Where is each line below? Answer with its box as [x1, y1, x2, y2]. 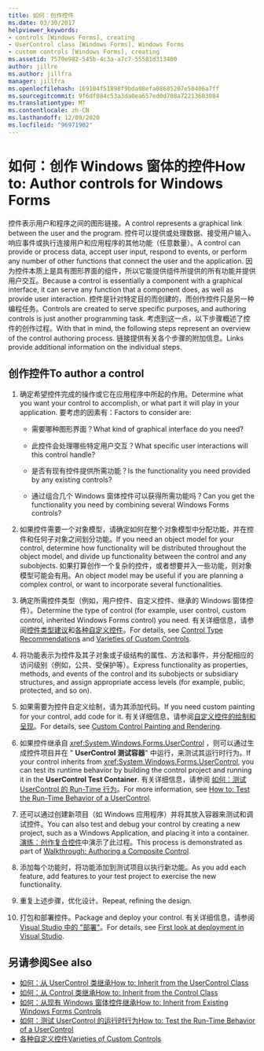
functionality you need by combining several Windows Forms [31, 500, 229, 509]
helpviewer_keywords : [8, 26, 79, 34]
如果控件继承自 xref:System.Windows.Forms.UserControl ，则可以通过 [19, 738, 247, 748]
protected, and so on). [19, 685, 92, 695]
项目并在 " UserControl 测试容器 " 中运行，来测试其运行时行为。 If [40, 748, 251, 757]
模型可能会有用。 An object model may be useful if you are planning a [19, 571, 244, 580]
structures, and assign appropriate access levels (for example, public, [19, 677, 246, 686]
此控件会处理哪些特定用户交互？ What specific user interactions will [31, 441, 249, 450]
